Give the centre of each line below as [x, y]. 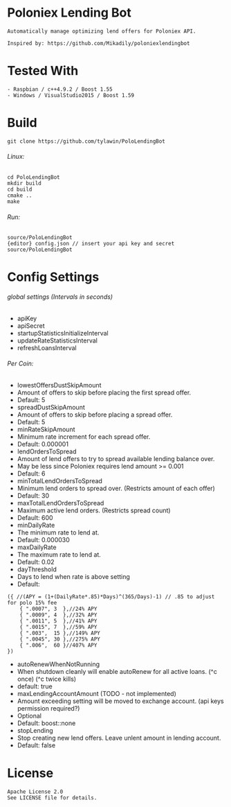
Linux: [16, 157]
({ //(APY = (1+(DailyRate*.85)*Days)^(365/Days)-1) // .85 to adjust [111, 597]
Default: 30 [33, 495]
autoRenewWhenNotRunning [58, 664]
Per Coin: [20, 364]
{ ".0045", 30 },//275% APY [60, 639]
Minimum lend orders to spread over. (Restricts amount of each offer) [116, 488]
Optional [29, 715]
